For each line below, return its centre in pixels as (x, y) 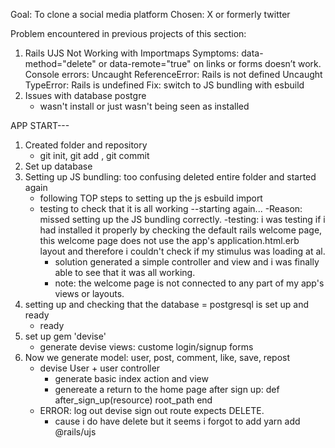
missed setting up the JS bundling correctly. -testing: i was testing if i (182, 219)
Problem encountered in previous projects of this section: (128, 33)
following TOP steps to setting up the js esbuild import (151, 198)
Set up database (58, 166)
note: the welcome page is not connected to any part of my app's (189, 283)
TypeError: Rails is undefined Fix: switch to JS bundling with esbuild (164, 85)
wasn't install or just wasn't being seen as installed (144, 106)
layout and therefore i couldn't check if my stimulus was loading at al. (182, 251)
